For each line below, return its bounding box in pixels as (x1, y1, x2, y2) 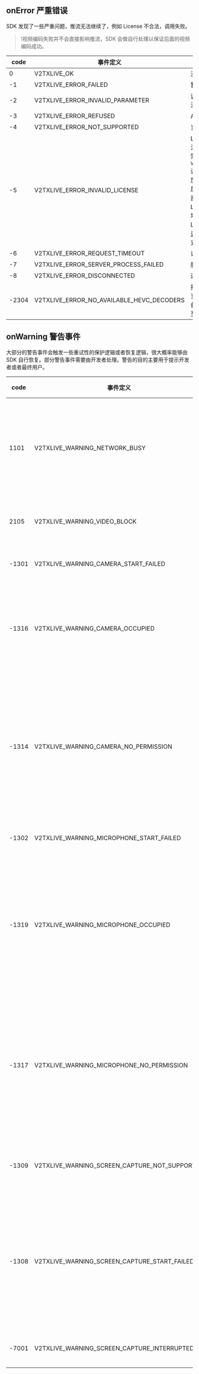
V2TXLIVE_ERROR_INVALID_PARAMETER (34, 96, 150, 104)
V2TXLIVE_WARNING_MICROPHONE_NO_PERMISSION (34, 1061, 188, 1069)
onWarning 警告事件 (6, 332, 81, 342)
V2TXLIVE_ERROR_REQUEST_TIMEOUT (34, 249, 145, 257)
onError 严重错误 (6, 5, 68, 16)
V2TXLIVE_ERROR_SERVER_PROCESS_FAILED (34, 260, 164, 269)
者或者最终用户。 (6, 363, 48, 370)
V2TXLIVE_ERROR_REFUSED (34, 112, 115, 120)
